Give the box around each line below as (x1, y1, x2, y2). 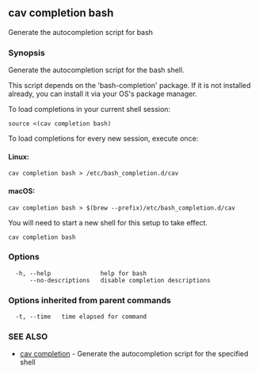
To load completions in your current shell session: (8, 105, 171, 114)
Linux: (8, 152, 29, 161)
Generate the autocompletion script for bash (8, 27, 153, 37)
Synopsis (8, 47, 45, 58)
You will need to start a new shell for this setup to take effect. (8, 217, 208, 227)
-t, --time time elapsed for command (15, 313, 147, 321)
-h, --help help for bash (15, 269, 147, 277)
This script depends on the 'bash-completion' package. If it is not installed (8, 81, 251, 90)
